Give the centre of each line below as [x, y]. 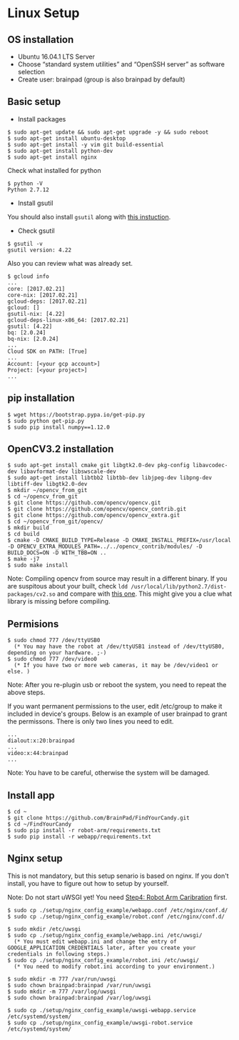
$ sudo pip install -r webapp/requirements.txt [80, 837]
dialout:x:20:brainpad [41, 741]
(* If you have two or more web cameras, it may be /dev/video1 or [116, 666]
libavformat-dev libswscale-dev [68, 472]
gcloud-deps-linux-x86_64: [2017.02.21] [68, 320]
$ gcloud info [29, 276]
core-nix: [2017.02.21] [43, 295]
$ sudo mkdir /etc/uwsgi [44, 929]
